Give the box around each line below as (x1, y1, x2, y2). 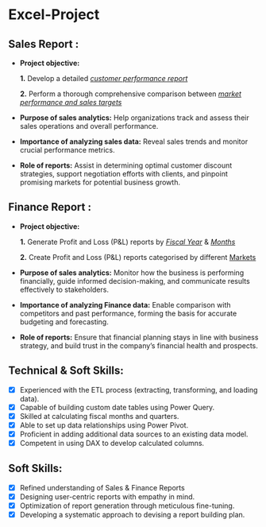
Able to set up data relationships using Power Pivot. (19, 420, 189, 430)
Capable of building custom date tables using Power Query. (19, 402, 215, 412)
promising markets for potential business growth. (19, 177, 181, 187)
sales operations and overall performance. (19, 122, 159, 130)
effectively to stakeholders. (19, 285, 110, 294)
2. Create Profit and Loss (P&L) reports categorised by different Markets (19, 252, 256, 262)
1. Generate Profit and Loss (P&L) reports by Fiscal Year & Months (19, 237, 236, 246)
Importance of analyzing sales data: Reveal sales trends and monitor (19, 137, 249, 146)
